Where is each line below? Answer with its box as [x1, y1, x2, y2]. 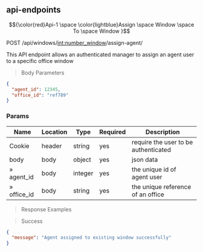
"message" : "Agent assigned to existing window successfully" [11, 234, 172, 241]
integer [73, 169, 94, 177]
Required [99, 127, 126, 136]
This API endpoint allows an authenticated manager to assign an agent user [6, 51, 195, 58]
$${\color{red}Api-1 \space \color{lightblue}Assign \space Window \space [8, 21, 195, 28]
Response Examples [21, 205, 72, 213]
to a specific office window [6, 57, 74, 64]
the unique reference [132, 182, 192, 191]
